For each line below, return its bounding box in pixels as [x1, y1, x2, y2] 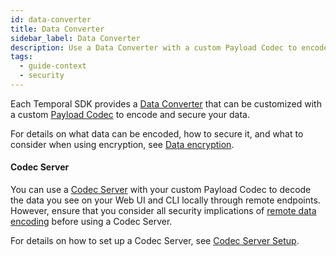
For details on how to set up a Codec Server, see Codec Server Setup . [10, 235, 300, 247]
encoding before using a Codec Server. [10, 216, 173, 228]
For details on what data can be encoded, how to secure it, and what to [10, 127, 304, 140]
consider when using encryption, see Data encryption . [10, 138, 235, 150]
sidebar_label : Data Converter [10, 33, 141, 43]
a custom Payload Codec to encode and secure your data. [10, 108, 250, 120]
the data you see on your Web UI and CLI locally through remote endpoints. [10, 194, 321, 206]
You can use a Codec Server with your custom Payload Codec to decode [10, 184, 312, 196]
